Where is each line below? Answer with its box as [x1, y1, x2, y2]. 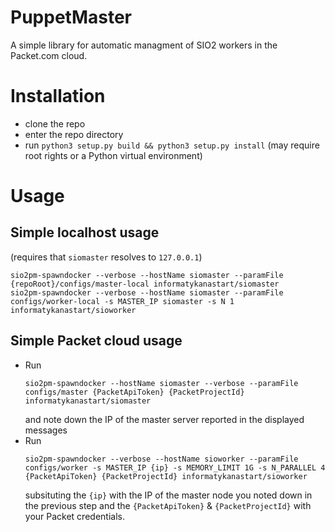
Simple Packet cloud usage [10, 332, 183, 350]
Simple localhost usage [10, 224, 160, 241]
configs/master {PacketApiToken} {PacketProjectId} [24, 387, 245, 397]
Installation [10, 85, 106, 108]
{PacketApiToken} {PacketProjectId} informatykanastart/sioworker [24, 471, 308, 481]
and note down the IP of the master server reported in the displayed [24, 413, 305, 425]
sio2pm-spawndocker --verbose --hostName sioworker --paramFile [24, 454, 299, 464]
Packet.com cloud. [10, 49, 88, 61]
